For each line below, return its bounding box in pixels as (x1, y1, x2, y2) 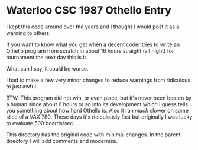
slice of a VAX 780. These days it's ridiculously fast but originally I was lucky (6, 113, 193, 120)
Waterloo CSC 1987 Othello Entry (6, 4, 171, 17)
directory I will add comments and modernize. (6, 137, 118, 144)
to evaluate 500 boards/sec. (6, 119, 75, 126)
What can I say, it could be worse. (6, 65, 89, 72)
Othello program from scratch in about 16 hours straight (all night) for (6, 47, 174, 54)
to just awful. (6, 82, 38, 90)
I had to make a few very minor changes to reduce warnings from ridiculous (6, 76, 191, 84)
